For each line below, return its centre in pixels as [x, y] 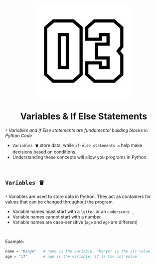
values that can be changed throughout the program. [60, 201]
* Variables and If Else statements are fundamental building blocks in [77, 130]
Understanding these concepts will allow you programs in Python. [80, 157]
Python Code [19, 135]
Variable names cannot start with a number [57, 216]
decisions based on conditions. [44, 151]
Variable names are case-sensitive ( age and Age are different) [75, 222]
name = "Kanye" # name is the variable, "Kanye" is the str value [78, 251]
